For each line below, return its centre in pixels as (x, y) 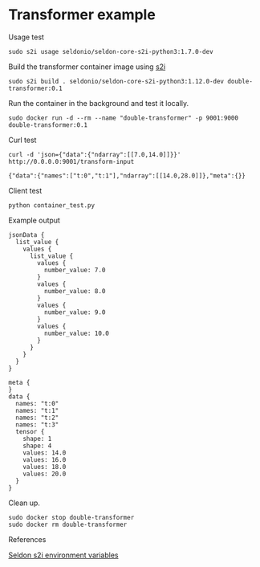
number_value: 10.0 (77, 333)
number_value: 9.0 (75, 312)
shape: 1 (37, 439)
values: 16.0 (45, 459)
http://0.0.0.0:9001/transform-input (71, 161)
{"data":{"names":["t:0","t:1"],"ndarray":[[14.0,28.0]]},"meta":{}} (127, 175)
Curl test (22, 140)
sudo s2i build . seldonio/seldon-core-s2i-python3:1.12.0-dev (116, 81)
